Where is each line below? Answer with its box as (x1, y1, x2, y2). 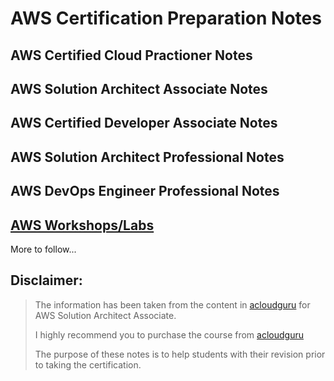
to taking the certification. (34, 358, 142, 371)
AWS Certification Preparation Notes (10, 7, 322, 30)
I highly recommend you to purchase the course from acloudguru (34, 328, 304, 341)
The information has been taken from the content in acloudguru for (34, 298, 311, 311)
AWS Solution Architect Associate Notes (10, 80, 268, 97)
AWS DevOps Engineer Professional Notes (10, 183, 280, 200)
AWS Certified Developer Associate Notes (10, 115, 278, 132)
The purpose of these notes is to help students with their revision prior (34, 348, 326, 360)
